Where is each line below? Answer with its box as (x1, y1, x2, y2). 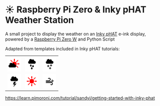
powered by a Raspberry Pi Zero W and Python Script (5, 36, 115, 42)
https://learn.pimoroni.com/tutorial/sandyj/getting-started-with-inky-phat (5, 95, 155, 101)
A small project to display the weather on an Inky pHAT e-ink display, (5, 31, 146, 37)
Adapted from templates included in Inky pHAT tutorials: (5, 46, 120, 52)
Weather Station (5, 14, 74, 26)
